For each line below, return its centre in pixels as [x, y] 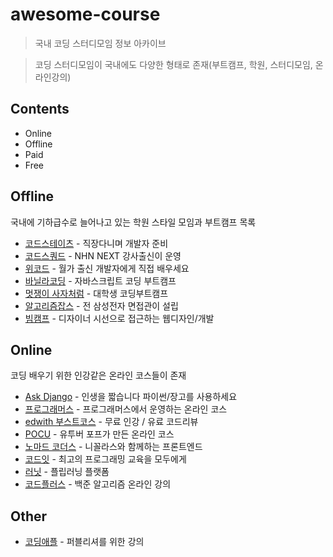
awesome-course [85, 14]
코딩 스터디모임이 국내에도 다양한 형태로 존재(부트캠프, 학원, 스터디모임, [173, 64]
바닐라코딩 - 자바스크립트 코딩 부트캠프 [100, 280]
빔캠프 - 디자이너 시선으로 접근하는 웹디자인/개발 [119, 318]
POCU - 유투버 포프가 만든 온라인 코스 [99, 434]
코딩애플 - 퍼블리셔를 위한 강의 [84, 542]
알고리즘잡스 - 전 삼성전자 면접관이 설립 [101, 305]
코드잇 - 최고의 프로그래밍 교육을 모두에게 [105, 459]
